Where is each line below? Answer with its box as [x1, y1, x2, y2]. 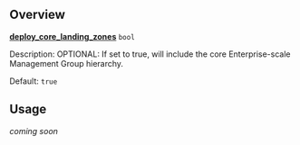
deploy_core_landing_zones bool [9, 31, 136, 41]
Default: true [9, 76, 58, 86]
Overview [9, 7, 66, 23]
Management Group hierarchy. [9, 58, 124, 68]
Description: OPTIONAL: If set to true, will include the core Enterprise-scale [9, 49, 291, 59]
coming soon [9, 125, 59, 136]
